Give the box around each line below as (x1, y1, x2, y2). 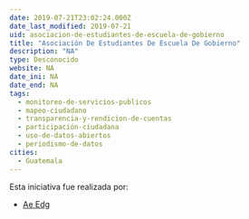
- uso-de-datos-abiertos (17, 131, 111, 140)
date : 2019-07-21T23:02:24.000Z (9, 13, 131, 23)
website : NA (9, 64, 54, 73)
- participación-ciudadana (17, 123, 120, 132)
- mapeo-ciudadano (17, 106, 88, 115)
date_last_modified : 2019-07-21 (9, 22, 131, 31)
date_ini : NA (9, 72, 59, 81)
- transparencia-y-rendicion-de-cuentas (17, 114, 172, 123)
